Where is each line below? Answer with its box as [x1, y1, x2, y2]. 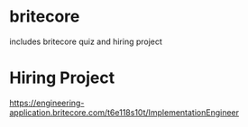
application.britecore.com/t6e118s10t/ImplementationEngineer [9, 106, 240, 118]
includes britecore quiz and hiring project [9, 36, 162, 47]
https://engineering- [9, 97, 85, 108]
